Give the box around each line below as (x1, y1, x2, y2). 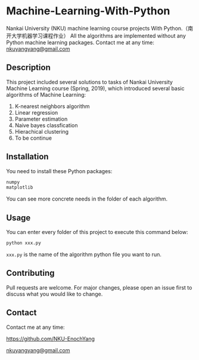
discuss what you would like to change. (6, 290, 103, 297)
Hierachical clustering (14, 128, 69, 135)
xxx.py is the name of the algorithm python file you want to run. (6, 251, 162, 258)
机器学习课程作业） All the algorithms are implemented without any (21, 32, 186, 39)
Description (6, 63, 51, 73)
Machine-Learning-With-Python (6, 4, 170, 18)
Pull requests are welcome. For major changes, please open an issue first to (6, 284, 192, 291)
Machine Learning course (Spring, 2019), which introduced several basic (6, 85, 185, 92)
